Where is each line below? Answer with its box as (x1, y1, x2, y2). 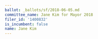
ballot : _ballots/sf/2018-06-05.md (5, 7, 80, 13)
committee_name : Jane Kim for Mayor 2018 (5, 12, 93, 17)
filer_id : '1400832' (5, 17, 48, 22)
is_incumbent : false (5, 21, 48, 27)
